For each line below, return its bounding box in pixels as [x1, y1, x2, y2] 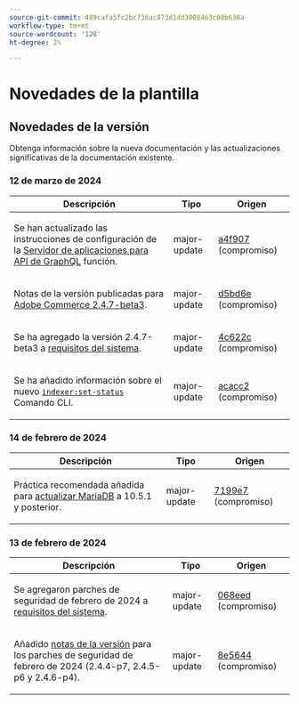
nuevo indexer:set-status [13, 384, 125, 397]
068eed [217, 589, 252, 602]
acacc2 [217, 379, 250, 392]
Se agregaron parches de [13, 584, 120, 596]
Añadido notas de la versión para [13, 638, 152, 651]
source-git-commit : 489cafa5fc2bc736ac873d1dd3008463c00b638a [9, 12, 245, 22]
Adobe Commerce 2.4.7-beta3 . [13, 298, 148, 311]
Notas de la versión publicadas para [13, 287, 165, 299]
